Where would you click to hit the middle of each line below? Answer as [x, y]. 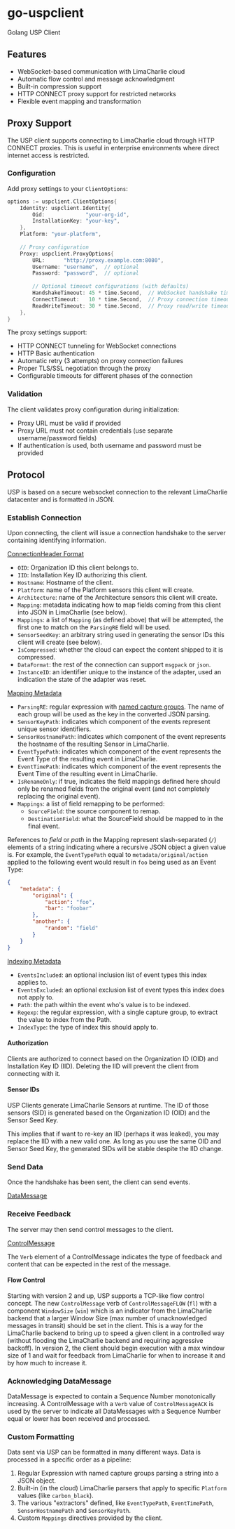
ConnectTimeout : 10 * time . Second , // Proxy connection [120, 299]
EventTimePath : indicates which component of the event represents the [119, 766]
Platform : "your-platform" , [60, 234]
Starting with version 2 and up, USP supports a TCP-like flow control [106, 1295]
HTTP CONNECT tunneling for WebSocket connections [97, 346]
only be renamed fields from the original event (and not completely [114, 789]
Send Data [25, 1167]
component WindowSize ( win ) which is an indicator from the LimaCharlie [109, 1311]
